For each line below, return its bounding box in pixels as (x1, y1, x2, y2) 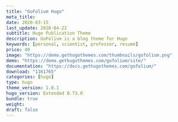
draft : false (6, 107, 38, 113)
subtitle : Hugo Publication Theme (6, 30, 91, 36)
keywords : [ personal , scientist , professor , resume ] (6, 42, 139, 48)
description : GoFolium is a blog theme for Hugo (6, 36, 128, 42)
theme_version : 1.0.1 (6, 85, 60, 91)
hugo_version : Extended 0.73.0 (6, 90, 83, 96)
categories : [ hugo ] (6, 74, 54, 80)
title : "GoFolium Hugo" (6, 8, 65, 15)
